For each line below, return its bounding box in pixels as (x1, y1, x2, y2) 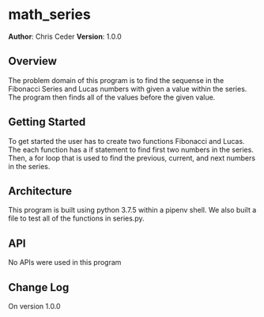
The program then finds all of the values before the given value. (8, 92, 216, 102)
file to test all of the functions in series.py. (8, 213, 145, 223)
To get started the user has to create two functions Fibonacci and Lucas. (8, 136, 245, 145)
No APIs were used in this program (8, 258, 122, 267)
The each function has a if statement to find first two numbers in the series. (8, 145, 255, 154)
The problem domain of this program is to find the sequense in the (8, 75, 224, 85)
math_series (8, 6, 91, 24)
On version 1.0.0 (8, 302, 61, 311)
